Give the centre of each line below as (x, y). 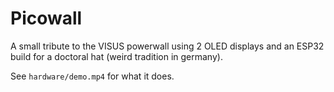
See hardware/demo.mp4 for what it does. (92, 76)
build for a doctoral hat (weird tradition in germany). (116, 56)
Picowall (46, 18)
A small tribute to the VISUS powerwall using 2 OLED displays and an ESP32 (167, 46)
